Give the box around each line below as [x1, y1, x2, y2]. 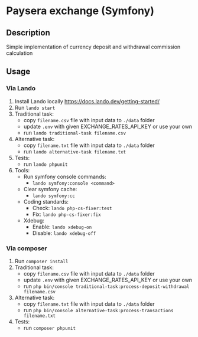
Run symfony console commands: [23, 173, 106, 180]
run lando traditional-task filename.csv [23, 129, 126, 136]
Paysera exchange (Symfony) [6, 4, 155, 18]
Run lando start [14, 104, 56, 111]
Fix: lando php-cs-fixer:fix [32, 211, 102, 218]
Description [6, 28, 50, 38]
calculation [6, 50, 33, 57]
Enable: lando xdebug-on [32, 223, 92, 230]
